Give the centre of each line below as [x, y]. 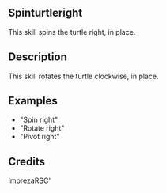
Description [38, 57]
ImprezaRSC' [30, 180]
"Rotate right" [42, 128]
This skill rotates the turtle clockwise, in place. [83, 76]
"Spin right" [39, 120]
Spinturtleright [45, 13]
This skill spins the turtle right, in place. [72, 32]
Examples [33, 101]
